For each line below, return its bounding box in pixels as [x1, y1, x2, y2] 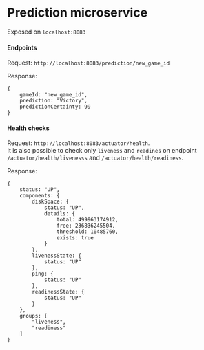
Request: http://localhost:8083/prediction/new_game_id [7, 58, 170, 67]
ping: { [32, 270, 54, 278]
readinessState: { [32, 289, 85, 296]
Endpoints [7, 43, 37, 52]
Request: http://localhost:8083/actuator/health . [7, 139, 150, 147]
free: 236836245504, [56, 222, 116, 230]
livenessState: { [32, 252, 81, 259]
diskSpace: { [32, 198, 70, 206]
